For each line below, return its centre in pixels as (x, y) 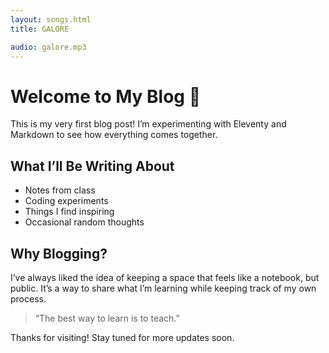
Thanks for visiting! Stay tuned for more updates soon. (122, 337)
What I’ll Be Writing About (92, 166)
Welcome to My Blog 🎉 (106, 96)
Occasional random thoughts (84, 222)
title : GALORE (40, 29)
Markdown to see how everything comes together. (114, 135)
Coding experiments (66, 201)
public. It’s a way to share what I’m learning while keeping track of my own (163, 288)
